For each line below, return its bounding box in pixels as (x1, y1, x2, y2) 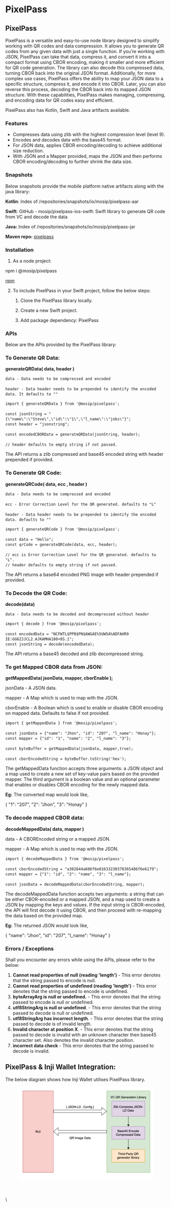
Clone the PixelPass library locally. (20, 297, 93, 304)
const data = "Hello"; (5, 537, 54, 542)
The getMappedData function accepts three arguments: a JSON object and (5, 765, 163, 772)
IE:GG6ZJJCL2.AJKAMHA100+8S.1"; (5, 637, 74, 642)
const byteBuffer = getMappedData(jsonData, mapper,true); (5, 746, 134, 752)
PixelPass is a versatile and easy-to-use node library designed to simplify (5, 37, 160, 43)
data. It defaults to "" (5, 392, 58, 397)
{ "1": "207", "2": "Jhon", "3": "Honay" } (5, 801, 88, 808)
